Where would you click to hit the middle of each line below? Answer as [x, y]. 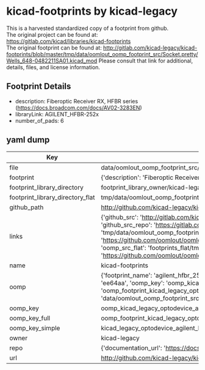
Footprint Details [39, 87]
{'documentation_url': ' [133, 348]
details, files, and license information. [53, 67]
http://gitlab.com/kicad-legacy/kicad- [150, 48]
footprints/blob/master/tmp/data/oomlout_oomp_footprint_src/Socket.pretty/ [102, 54]
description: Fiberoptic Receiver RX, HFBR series [77, 101]
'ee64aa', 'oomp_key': [132, 283]
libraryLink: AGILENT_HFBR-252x [57, 114]
